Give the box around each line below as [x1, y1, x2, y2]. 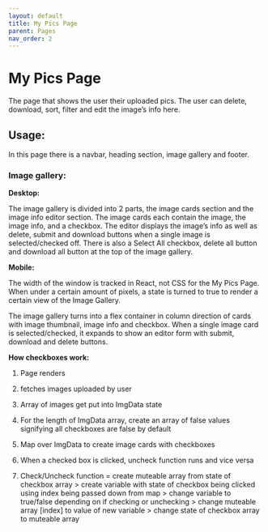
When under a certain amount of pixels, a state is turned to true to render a [8, 287, 259, 296]
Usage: [8, 128, 46, 142]
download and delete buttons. [8, 337, 108, 347]
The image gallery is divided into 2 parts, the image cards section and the [8, 204, 254, 214]
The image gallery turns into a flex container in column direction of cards [8, 311, 252, 321]
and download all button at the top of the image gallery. [8, 247, 193, 257]
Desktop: [8, 188, 40, 198]
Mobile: [8, 262, 35, 272]
